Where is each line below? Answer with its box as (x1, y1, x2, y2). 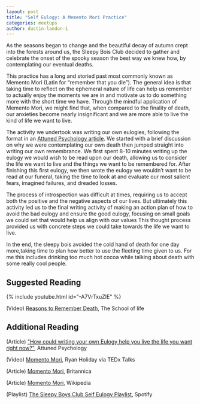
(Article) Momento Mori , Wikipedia (6, 379, 91, 386)
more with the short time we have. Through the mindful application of (6, 98, 177, 105)
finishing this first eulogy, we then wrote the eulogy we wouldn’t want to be (6, 167, 192, 174)
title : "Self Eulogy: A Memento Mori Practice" (6, 14, 128, 20)
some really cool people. (6, 260, 67, 267)
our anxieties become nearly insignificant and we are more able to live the (6, 111, 189, 118)
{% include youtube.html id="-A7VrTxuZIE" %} (6, 293, 122, 300)
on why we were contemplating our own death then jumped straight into (6, 141, 184, 148)
